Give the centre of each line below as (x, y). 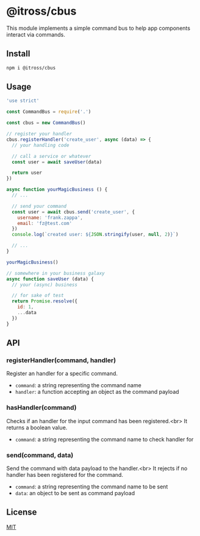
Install (18, 54)
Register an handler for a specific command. (62, 374)
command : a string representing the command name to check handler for (104, 439)
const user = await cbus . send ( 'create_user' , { (73, 212)
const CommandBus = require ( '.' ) (49, 112)
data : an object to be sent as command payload (75, 493)
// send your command (39, 206)
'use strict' (23, 101)
